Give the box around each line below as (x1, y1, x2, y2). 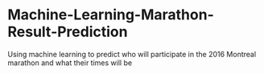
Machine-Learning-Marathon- (7, 6, 215, 24)
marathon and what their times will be (7, 58, 133, 68)
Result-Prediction (7, 23, 128, 41)
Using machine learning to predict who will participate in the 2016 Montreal (7, 49, 257, 59)
